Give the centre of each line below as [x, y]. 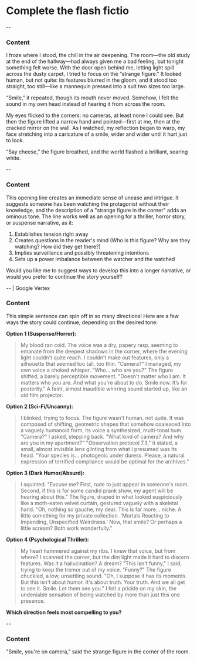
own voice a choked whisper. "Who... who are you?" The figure [97, 370]
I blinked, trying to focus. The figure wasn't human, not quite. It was [102, 418]
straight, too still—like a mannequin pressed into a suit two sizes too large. [96, 86]
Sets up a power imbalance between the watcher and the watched [95, 259]
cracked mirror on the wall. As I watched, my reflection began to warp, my [96, 128]
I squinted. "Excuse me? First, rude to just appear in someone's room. [104, 484]
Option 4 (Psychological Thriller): [47, 539]
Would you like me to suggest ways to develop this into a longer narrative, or [98, 270]
